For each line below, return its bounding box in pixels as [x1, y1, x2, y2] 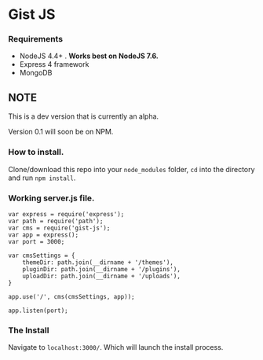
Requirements [8, 34, 64, 45]
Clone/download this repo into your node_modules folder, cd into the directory [8, 164, 255, 174]
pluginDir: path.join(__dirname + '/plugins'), [22, 265, 181, 273]
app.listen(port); [8, 307, 68, 314]
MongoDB [19, 68, 53, 78]
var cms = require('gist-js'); [8, 224, 111, 232]
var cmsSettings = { [8, 252, 76, 259]
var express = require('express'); [8, 210, 125, 218]
